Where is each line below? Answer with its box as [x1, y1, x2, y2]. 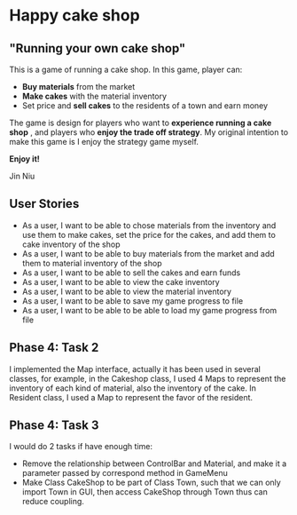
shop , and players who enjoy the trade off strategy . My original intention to [9, 127, 289, 138]
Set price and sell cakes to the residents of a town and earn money [21, 100, 269, 111]
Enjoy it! [9, 154, 40, 164]
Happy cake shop [9, 5, 140, 26]
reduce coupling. [21, 496, 84, 507]
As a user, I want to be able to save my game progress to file [21, 295, 244, 306]
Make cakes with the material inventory [21, 91, 167, 101]
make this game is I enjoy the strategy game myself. [9, 137, 199, 147]
